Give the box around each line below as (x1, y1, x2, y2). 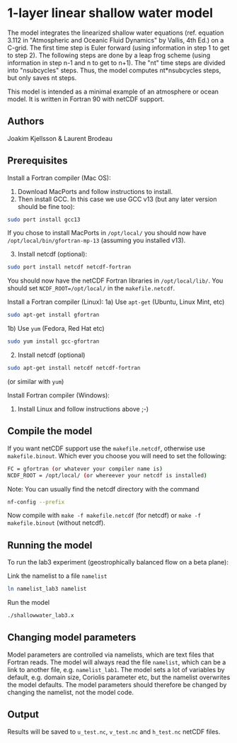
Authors (7, 115, 45, 127)
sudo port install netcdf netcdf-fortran (7, 263, 132, 271)
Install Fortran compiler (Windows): (7, 391, 110, 399)
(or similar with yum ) (7, 377, 64, 385)
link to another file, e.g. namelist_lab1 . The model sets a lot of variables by (7, 665, 225, 674)
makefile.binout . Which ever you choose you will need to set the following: (7, 451, 227, 460)
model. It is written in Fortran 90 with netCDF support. (7, 94, 165, 103)
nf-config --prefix (7, 498, 65, 506)
